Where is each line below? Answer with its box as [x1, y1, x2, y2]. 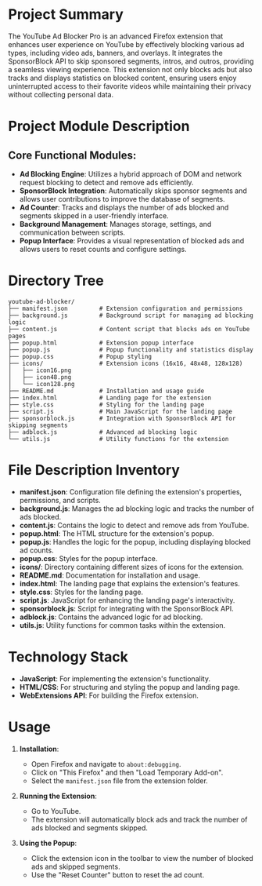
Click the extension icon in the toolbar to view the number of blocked [31, 853, 254, 862]
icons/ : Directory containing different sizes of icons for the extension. [19, 562, 244, 571]
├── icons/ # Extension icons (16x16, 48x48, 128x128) [8, 359, 243, 367]
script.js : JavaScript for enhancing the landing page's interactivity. [19, 595, 235, 605]
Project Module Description [8, 118, 190, 135]
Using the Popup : [19, 838, 77, 848]
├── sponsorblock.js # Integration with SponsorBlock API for [8, 414, 236, 422]
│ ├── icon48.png [8, 373, 72, 381]
